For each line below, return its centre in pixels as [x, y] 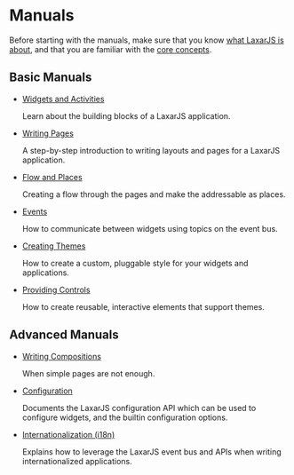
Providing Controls [56, 289]
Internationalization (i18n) [68, 434]
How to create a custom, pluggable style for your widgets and [135, 263]
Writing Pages [48, 133]
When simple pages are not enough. [88, 373]
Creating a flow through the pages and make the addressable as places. [154, 194]
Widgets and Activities [63, 99]
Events [35, 211]
